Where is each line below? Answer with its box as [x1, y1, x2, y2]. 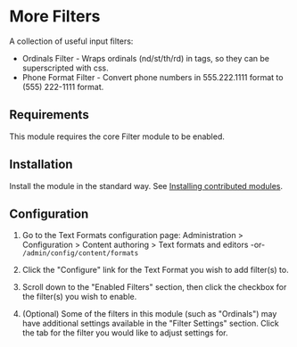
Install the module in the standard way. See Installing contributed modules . [9, 180, 284, 191]
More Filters [9, 6, 101, 27]
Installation [9, 157, 73, 172]
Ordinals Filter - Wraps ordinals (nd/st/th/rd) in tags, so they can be [21, 53, 270, 63]
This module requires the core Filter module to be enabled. [9, 131, 226, 142]
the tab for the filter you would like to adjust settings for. [21, 327, 228, 338]
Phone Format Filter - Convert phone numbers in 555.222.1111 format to [21, 71, 284, 82]
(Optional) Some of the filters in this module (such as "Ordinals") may [21, 309, 277, 319]
